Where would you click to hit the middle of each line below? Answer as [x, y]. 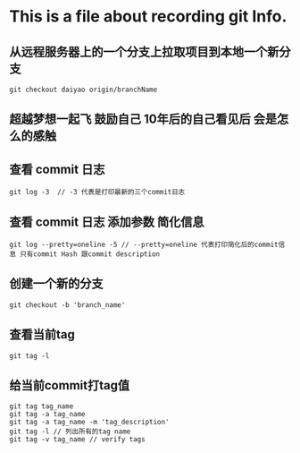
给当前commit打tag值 [70, 385]
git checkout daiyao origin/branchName [83, 90]
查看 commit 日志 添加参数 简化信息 [107, 222]
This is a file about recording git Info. [148, 17]
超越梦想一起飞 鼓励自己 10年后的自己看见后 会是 [143, 120]
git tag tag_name [42, 406]
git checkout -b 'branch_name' [67, 305]
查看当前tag [42, 334]
